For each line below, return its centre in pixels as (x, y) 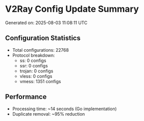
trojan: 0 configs (36, 71)
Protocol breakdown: (34, 55)
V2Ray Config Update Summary (72, 9)
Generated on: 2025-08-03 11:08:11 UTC (46, 23)
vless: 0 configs (36, 76)
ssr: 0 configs (34, 65)
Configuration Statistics (43, 38)
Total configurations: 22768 (41, 50)
